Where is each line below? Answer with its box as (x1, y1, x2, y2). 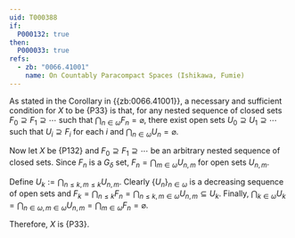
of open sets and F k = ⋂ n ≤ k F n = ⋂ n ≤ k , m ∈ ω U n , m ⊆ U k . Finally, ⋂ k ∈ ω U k (9, 188, 287, 201)
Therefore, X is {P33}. (9, 219, 90, 230)
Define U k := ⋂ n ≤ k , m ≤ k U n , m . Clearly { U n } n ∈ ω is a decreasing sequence (9, 176, 284, 189)
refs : (9, 54, 29, 63)
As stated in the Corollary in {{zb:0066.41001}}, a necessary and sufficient (9, 95, 283, 106)
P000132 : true (17, 29, 70, 38)
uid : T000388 (9, 12, 58, 22)
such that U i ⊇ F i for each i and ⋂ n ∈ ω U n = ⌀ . (9, 126, 179, 139)
